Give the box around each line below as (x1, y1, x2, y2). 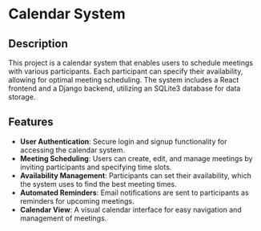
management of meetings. (19, 213, 107, 223)
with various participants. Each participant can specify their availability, (8, 67, 243, 76)
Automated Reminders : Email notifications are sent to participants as (19, 188, 250, 197)
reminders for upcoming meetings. (19, 196, 135, 205)
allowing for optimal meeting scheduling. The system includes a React (8, 75, 239, 84)
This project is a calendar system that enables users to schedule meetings (8, 58, 254, 67)
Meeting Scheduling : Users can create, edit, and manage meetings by (19, 153, 254, 163)
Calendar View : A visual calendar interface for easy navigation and (19, 205, 242, 214)
